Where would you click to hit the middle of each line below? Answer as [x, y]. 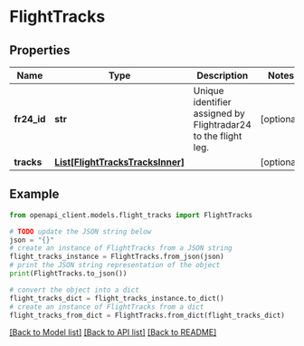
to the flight [218, 136]
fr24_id [30, 119]
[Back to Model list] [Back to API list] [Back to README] [113, 332]
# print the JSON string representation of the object [115, 265]
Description [223, 76]
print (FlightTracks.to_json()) [68, 274]
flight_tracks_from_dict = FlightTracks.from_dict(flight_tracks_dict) [147, 315]
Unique [209, 91]
